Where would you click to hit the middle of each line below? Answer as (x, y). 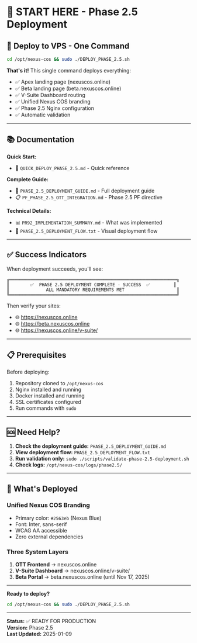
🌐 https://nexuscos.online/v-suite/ (56, 330)
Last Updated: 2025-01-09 (39, 634)
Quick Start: (22, 157)
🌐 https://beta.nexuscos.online (52, 323)
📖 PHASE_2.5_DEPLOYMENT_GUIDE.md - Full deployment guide (85, 191)
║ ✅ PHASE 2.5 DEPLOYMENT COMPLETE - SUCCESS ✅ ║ (91, 285)
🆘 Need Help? (34, 432)
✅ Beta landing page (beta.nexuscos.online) (68, 88)
